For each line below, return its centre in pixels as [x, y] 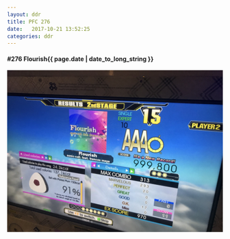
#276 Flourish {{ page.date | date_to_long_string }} [80, 59]
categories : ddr [30, 36]
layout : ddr [24, 14]
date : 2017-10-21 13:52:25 [49, 29]
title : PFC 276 [29, 22]
